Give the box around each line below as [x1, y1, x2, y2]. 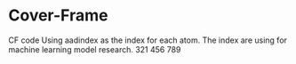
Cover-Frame [8, 5, 108, 26]
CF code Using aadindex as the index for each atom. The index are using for [8, 35, 288, 45]
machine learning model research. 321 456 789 [8, 44, 181, 54]
